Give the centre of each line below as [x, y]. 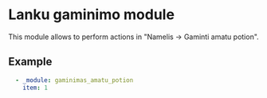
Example [30, 62]
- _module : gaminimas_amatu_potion [75, 80]
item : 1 [35, 88]
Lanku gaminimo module [92, 15]
